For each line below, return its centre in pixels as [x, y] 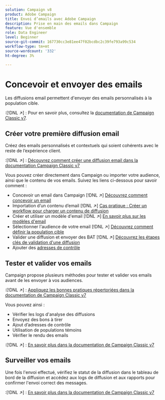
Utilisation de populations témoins [47, 330]
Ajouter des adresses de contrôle [46, 248]
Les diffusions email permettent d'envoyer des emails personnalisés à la [79, 98]
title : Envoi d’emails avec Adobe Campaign [51, 19]
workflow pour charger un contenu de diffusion [60, 211]
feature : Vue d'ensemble [31, 28]
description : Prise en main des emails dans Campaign [62, 23]
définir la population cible [38, 232]
